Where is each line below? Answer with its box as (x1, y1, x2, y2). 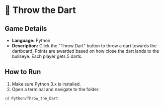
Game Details (4, 24, 47, 33)
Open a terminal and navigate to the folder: (11, 86, 100, 92)
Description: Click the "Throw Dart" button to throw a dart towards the (11, 43, 157, 49)
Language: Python (11, 37, 51, 43)
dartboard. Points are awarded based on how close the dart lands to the (11, 48, 160, 54)
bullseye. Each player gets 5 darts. (11, 53, 83, 59)
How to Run (4, 68, 41, 76)
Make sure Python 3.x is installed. (11, 81, 81, 87)
